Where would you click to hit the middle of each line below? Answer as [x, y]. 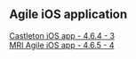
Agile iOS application [68, 15]
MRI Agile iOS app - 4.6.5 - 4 [62, 45]
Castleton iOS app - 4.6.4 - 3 [62, 35]
